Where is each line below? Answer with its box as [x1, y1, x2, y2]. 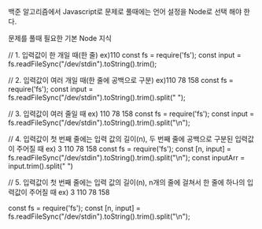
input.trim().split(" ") [8, 161, 73, 171]
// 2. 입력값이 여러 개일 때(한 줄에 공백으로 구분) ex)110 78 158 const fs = [8, 76, 234, 84]
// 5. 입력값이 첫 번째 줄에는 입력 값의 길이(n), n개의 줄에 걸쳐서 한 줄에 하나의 [8, 178, 245, 187]
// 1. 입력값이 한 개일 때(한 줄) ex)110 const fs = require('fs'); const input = [8, 51, 242, 59]
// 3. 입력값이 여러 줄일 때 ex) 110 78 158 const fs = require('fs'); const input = [8, 109, 255, 118]
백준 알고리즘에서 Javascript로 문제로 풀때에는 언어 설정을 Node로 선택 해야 [8, 7, 242, 16]
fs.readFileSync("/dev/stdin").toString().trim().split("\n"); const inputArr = [8, 153, 245, 162]
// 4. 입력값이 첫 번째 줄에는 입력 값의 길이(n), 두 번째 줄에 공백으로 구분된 [8, 134, 234, 144]
